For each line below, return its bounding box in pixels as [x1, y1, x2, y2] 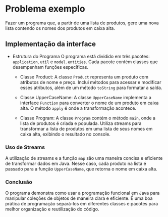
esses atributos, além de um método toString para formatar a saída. [20, 84, 162, 91]
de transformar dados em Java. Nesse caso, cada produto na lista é [5, 160, 146, 167]
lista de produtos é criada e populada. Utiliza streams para [20, 120, 142, 126]
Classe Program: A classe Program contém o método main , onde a [20, 115, 155, 121]
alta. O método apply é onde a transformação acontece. [20, 105, 137, 111]
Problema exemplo [5, 3, 85, 15]
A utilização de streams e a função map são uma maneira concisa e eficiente [5, 155, 163, 161]
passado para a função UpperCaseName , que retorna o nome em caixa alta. [5, 166, 157, 172]
